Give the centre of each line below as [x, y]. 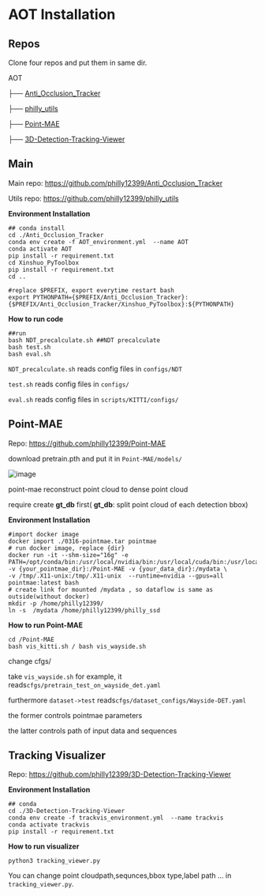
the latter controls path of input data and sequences [93, 730]
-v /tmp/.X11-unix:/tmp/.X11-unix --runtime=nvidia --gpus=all [116, 576]
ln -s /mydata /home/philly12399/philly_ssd [84, 610]
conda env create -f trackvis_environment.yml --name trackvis [116, 818]
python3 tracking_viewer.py [54, 861]
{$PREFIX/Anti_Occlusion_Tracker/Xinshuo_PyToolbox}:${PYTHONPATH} [121, 304]
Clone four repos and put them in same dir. [78, 62]
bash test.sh [30, 347]
